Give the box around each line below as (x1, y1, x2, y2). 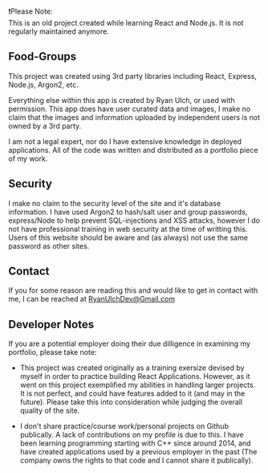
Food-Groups (8, 50, 77, 64)
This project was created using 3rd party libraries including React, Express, (8, 71, 257, 80)
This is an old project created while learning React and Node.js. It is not (8, 19, 244, 27)
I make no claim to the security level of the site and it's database (8, 198, 221, 208)
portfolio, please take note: (8, 348, 97, 357)
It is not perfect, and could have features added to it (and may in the (19, 389, 246, 398)
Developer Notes (8, 317, 95, 331)
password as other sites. (8, 241, 90, 251)
